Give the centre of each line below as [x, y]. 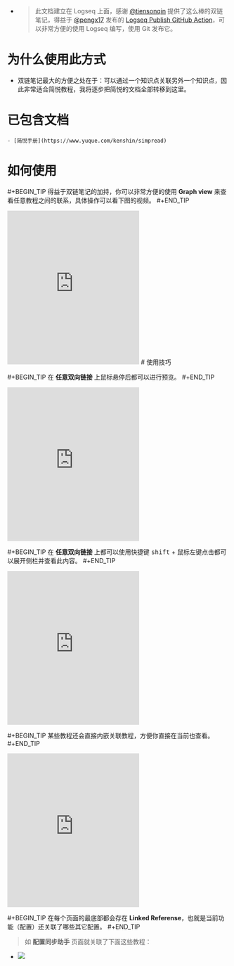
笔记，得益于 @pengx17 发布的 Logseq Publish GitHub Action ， [127, 20]
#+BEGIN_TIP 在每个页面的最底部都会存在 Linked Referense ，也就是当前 [113, 917]
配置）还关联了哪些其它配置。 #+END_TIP [80, 927]
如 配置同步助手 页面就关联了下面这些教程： [88, 941]
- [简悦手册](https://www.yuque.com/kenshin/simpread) [87, 141]
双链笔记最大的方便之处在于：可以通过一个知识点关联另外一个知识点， [119, 80]
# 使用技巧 [156, 362]
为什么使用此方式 [57, 60]
